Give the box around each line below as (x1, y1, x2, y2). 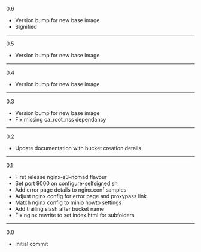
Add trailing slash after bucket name (14, 205, 105, 212)
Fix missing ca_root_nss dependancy (14, 116, 106, 123)
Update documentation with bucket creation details (14, 145, 142, 151)
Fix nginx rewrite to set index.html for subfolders (14, 212, 135, 218)
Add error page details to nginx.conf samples (14, 186, 127, 193)
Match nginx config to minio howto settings (14, 199, 122, 206)
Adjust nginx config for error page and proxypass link (14, 193, 147, 199)
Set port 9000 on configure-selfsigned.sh (14, 180, 118, 187)
